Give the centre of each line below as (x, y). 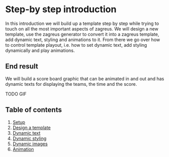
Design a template (31, 128)
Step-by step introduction (61, 9)
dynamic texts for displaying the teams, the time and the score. (71, 84)
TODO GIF (16, 94)
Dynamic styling (29, 138)
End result (22, 66)
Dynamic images (30, 144)
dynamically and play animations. (40, 50)
